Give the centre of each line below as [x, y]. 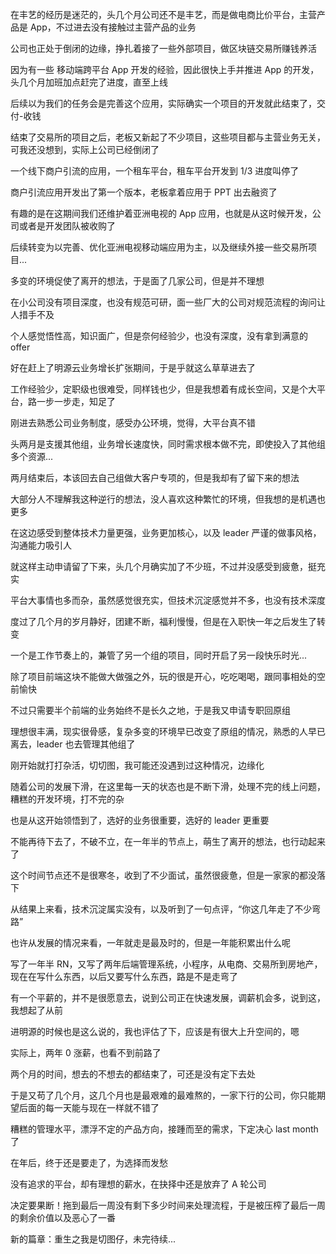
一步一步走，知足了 [76, 401]
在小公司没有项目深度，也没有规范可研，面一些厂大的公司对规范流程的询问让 [168, 302]
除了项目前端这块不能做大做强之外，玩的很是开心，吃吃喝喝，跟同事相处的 [163, 676]
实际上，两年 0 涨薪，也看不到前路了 [86, 1052]
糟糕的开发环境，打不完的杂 [67, 799]
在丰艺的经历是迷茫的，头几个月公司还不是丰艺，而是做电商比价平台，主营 [163, 14]
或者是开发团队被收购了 [67, 226]
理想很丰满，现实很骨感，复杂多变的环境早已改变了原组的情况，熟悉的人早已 [168, 731]
